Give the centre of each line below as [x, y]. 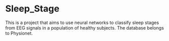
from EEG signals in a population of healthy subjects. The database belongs [85, 27]
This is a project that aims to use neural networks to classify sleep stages [82, 22]
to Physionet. [19, 33]
